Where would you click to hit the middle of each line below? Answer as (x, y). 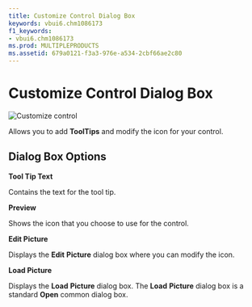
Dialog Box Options (57, 157)
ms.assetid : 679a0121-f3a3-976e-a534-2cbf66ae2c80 (95, 53)
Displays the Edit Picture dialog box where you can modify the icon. (122, 254)
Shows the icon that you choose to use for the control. (99, 223)
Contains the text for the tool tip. (62, 191)
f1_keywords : (30, 31)
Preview (22, 208)
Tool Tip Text (31, 176)
